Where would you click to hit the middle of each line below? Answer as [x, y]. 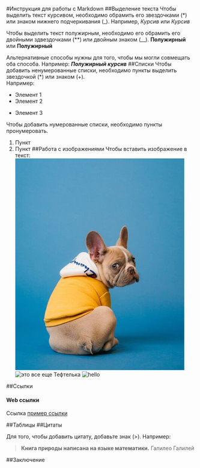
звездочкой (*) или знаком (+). [46, 77]
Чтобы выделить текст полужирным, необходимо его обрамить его [93, 33]
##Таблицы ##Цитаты [34, 425]
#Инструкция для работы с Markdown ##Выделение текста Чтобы [91, 9]
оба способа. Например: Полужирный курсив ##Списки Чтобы [89, 64]
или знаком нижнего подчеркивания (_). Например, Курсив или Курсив [98, 21]
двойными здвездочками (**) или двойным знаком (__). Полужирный [96, 39]
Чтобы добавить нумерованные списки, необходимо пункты [84, 125]
